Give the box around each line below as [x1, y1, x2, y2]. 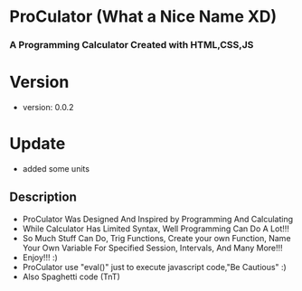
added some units [22, 163, 90, 174]
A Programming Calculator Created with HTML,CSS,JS [9, 39, 254, 52]
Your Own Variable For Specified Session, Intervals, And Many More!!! [22, 242, 283, 253]
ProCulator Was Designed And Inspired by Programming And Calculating [22, 213, 294, 224]
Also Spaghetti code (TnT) [22, 271, 120, 282]
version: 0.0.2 [22, 102, 74, 113]
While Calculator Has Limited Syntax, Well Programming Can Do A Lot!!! [22, 223, 289, 234]
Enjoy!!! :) [22, 251, 59, 263]
